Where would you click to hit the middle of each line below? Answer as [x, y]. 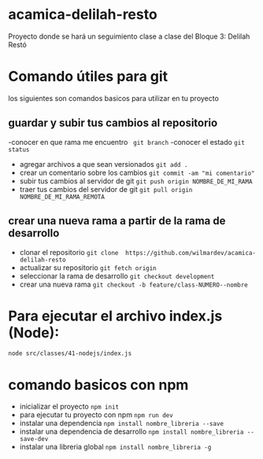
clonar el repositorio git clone [69, 252]
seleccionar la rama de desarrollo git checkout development [117, 276]
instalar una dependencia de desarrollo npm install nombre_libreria [131, 431]
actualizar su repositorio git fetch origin [88, 267]
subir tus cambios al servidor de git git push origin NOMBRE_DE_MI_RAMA [136, 181]
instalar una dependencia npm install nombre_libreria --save [122, 424]
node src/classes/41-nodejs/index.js [70, 354]
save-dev [34, 439]
